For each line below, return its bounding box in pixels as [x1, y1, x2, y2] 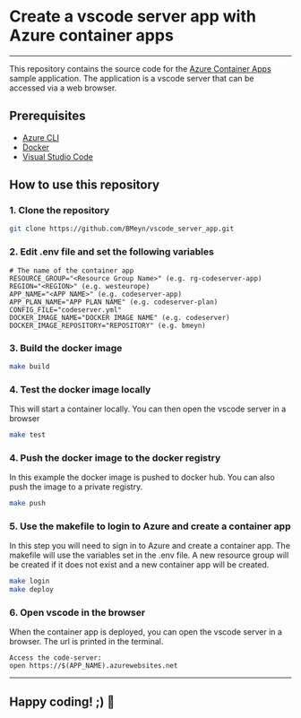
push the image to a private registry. [9, 481, 143, 492]
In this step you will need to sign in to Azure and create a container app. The [9, 541, 291, 551]
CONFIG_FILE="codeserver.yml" [9, 305, 123, 315]
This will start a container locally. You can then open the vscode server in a [9, 403, 287, 414]
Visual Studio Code [21, 151, 94, 162]
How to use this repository [9, 177, 160, 193]
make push [9, 499, 47, 508]
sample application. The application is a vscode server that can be [9, 73, 254, 83]
